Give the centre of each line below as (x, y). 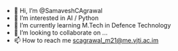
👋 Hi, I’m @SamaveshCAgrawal (58, 11)
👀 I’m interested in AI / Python (56, 18)
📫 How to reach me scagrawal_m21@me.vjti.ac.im (86, 40)
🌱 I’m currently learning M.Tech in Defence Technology (92, 25)
